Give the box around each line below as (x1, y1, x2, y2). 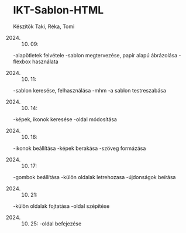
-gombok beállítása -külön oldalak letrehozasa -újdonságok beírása (13, 173, 176, 180)
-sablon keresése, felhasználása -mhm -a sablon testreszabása (13, 87, 167, 94)
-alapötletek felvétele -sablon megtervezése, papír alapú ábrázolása (13, 52, 178, 59)
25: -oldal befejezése (30, 220, 82, 227)
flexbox (13, 58, 32, 65)
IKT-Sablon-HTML (13, 4, 104, 17)
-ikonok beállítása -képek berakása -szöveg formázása (13, 145, 146, 152)
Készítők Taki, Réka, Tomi (13, 23, 75, 30)
